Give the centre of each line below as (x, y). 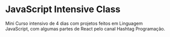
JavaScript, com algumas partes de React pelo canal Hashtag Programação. (85, 28)
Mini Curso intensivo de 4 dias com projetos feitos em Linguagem (74, 23)
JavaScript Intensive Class (63, 9)
